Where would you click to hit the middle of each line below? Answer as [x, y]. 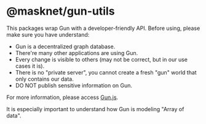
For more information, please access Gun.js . [62, 97]
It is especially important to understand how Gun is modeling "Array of [95, 109]
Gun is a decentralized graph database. [65, 46]
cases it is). [30, 66]
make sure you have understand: [48, 34]
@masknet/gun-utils [61, 11]
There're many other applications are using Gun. [77, 53]
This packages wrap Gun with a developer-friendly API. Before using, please [103, 28]
